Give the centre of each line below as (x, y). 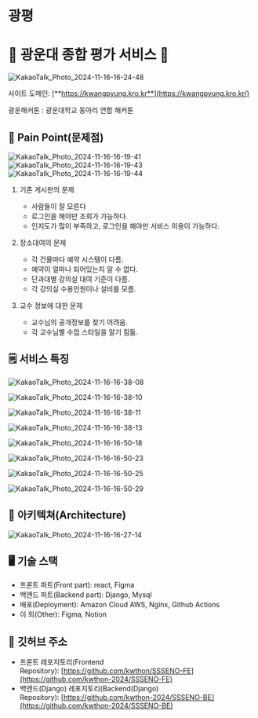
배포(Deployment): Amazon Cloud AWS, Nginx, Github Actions (120, 605)
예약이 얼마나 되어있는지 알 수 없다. (85, 269)
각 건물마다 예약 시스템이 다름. (77, 259)
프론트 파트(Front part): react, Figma (77, 585)
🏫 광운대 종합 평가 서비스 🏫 (89, 55)
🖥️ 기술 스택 (33, 561)
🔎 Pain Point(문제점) (56, 137)
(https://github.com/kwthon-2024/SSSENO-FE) (96, 680)
